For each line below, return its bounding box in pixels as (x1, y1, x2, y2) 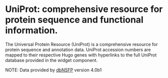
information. (5, 25, 58, 36)
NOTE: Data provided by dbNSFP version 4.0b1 (5, 66, 102, 73)
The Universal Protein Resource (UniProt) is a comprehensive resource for (5, 41, 158, 47)
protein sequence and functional (5, 14, 143, 25)
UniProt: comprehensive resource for (5, 3, 163, 15)
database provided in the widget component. (5, 57, 98, 63)
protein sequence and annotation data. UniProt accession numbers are (5, 46, 151, 52)
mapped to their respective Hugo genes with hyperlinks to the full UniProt (5, 51, 157, 58)
